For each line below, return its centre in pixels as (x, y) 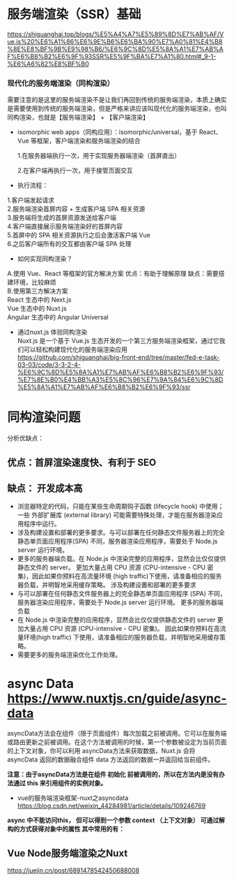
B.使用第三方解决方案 (38, 291)
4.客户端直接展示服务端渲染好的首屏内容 (65, 226)
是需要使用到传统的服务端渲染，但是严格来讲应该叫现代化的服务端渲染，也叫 (117, 108)
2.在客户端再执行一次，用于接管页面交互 (75, 170)
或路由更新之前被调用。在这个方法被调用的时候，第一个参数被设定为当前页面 (117, 742)
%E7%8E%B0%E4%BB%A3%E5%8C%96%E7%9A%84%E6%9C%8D (120, 380)
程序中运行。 (42, 524)
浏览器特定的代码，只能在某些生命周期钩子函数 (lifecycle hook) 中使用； (120, 507)
